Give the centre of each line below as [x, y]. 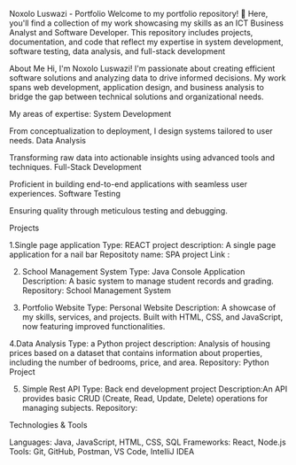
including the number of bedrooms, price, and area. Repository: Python [139, 362]
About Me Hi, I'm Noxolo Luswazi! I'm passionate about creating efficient [142, 68]
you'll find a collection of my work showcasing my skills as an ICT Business [147, 23]
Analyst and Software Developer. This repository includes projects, [131, 32]
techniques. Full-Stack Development [75, 167]
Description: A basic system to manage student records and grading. [148, 281]
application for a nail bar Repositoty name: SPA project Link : [120, 254]
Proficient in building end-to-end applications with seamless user [129, 184]
